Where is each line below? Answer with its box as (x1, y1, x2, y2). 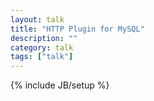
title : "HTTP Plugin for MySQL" (10, 24, 145, 34)
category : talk (10, 42, 74, 53)
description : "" (10, 33, 78, 43)
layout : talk (10, 14, 65, 25)
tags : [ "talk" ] (10, 52, 74, 62)
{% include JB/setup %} (10, 79, 110, 91)
